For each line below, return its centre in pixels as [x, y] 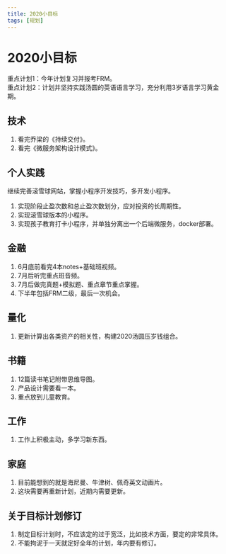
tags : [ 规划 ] [25, 21]
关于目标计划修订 [44, 515]
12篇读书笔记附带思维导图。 [58, 379]
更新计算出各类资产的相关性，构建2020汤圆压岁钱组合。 [100, 336]
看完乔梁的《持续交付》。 [53, 140]
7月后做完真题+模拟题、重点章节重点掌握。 [80, 284]
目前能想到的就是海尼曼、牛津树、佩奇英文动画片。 [92, 482]
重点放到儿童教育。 [46, 397]
